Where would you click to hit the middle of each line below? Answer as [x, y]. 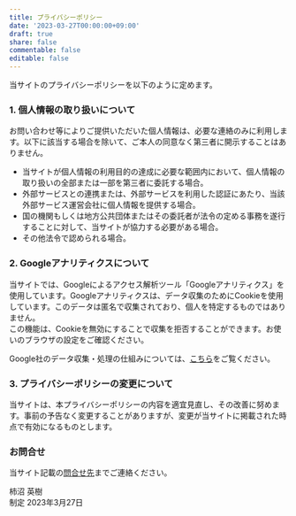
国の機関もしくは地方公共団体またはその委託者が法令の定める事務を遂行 [153, 216]
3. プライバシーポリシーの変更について [91, 383]
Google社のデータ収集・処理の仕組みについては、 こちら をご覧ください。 [142, 358]
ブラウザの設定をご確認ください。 [86, 339]
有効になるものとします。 [71, 427]
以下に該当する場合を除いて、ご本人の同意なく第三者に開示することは [151, 142]
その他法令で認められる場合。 [76, 238]
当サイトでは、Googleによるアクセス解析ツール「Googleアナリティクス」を [147, 284]
